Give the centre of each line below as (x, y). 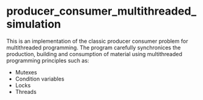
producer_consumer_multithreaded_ (102, 11)
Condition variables (40, 79)
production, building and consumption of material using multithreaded (94, 54)
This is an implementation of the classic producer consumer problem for (97, 41)
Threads (26, 91)
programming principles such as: (48, 60)
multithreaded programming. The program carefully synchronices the (94, 48)
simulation (34, 24)
